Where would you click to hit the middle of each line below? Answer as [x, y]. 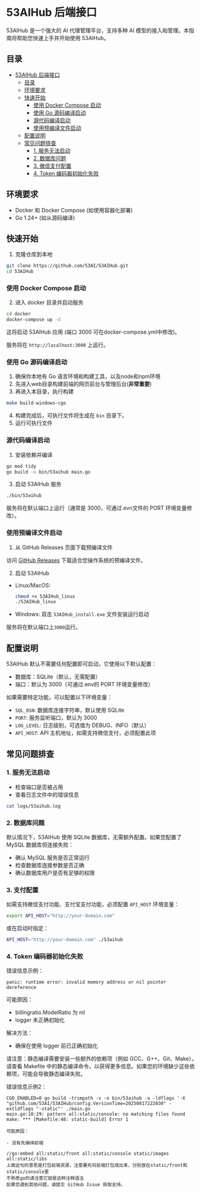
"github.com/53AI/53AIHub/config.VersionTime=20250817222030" [86, 1104]
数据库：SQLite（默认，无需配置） [58, 677]
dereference [21, 988]
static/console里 [28, 1172]
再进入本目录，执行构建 [44, 391]
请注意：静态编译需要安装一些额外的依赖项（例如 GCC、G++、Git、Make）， [102, 1059]
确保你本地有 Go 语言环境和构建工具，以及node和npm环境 [88, 376]
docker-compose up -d [34, 320]
